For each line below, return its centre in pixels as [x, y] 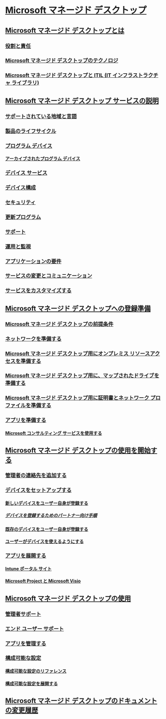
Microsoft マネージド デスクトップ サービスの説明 [82, 101]
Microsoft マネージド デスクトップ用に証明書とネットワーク [77, 398]
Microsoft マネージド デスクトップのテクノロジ [62, 61]
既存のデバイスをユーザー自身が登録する [47, 529]
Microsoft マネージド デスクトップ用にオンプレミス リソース [77, 353]
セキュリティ [20, 202]
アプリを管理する [26, 643]
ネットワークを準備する [33, 338]
